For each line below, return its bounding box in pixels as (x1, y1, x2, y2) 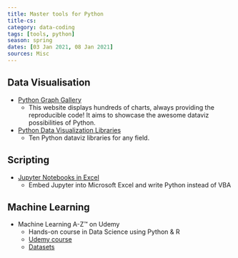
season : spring (7, 37, 53, 44)
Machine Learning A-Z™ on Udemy (17, 220, 120, 229)
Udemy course (28, 235, 73, 244)
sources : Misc (7, 51, 50, 58)
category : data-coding (7, 24, 75, 31)
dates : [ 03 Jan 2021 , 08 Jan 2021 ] (7, 43, 114, 51)
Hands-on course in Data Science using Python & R (28, 227, 180, 236)
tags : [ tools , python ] (7, 30, 75, 38)
